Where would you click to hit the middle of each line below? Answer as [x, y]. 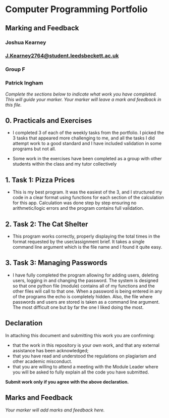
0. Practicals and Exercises [49, 121]
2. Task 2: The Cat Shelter [47, 224]
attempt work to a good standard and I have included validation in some [87, 144]
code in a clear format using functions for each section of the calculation [88, 198]
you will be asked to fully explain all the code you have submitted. [81, 372]
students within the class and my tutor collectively [65, 164]
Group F [15, 69]
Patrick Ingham [24, 83]
